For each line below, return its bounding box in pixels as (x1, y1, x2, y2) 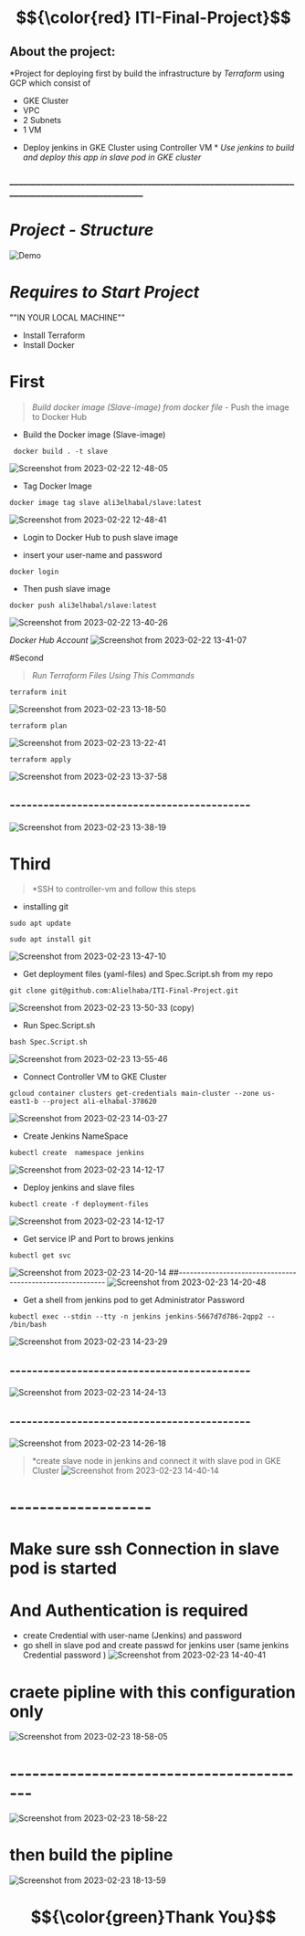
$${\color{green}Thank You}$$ (30, 1907, 277, 1928)
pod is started (9, 1558, 117, 1579)
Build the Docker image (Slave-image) (22, 428, 166, 440)
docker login (9, 567, 59, 576)
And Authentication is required (9, 1600, 248, 1621)
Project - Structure (9, 220, 154, 240)
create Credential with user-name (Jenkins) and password (22, 1630, 242, 1641)
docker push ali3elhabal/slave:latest (9, 601, 157, 610)
